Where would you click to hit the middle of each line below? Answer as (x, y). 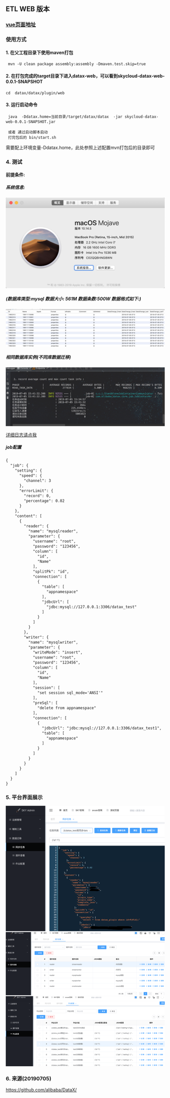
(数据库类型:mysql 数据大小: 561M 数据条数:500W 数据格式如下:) (73, 298)
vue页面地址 (21, 25)
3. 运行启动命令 (22, 105)
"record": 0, (38, 496)
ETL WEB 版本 (28, 9)
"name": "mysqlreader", (53, 531)
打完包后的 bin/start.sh (32, 137)
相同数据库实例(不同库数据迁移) (38, 357)
